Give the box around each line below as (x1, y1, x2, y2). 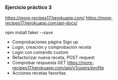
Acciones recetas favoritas (12, 70, 66, 76)
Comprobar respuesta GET (12, 60, 66, 66)
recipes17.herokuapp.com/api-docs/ (5, 20, 78, 26)
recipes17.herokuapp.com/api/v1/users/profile (12, 65, 104, 71)
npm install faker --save (5, 30, 53, 36)
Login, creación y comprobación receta (12, 44, 92, 50)
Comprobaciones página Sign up (12, 39, 79, 45)
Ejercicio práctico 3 (5, 4, 52, 11)
